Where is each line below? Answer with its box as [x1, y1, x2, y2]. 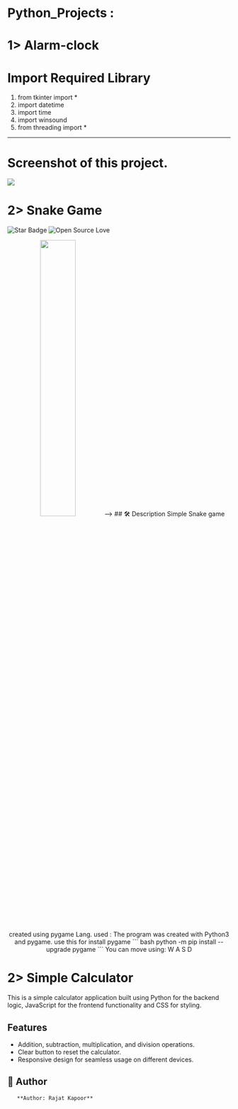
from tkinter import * [17, 93, 78, 102]
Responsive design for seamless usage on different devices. [17, 1055, 194, 1064]
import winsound [17, 115, 67, 125]
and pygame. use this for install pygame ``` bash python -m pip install [14, 938, 217, 946]
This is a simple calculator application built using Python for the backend [7, 994, 220, 1002]
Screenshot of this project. [7, 154, 168, 171]
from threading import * [17, 123, 87, 132]
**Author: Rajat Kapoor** [16, 1094, 93, 1102]
